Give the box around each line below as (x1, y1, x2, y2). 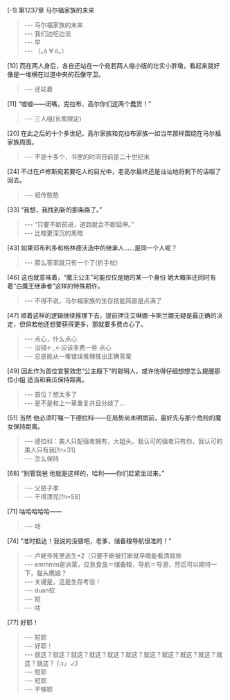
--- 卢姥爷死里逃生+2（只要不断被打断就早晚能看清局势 (24, 552, 182, 560)
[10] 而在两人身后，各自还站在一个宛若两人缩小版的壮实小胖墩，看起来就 (7, 62, 214, 69)
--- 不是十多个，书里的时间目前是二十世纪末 (24, 153, 150, 161)
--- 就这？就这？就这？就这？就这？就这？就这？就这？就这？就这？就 (24, 651, 223, 658)
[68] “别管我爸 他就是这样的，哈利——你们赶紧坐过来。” (7, 469, 165, 477)
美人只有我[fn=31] (24, 446, 76, 454)
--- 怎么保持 (24, 454, 60, 463)
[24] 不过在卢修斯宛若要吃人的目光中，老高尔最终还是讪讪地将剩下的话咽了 (7, 167, 222, 176)
